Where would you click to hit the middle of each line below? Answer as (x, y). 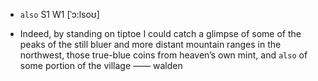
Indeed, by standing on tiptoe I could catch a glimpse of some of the (160, 33)
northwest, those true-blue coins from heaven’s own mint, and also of (163, 55)
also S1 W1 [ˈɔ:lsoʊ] (59, 14)
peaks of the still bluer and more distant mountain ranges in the (150, 44)
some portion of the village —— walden (101, 65)
